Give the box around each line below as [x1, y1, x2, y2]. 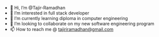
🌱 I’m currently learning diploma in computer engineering [10, 15, 128, 21]
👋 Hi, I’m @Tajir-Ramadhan [10, 5, 66, 10]
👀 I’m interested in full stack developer [10, 10, 89, 16]
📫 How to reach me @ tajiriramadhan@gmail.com [10, 26, 114, 32]
